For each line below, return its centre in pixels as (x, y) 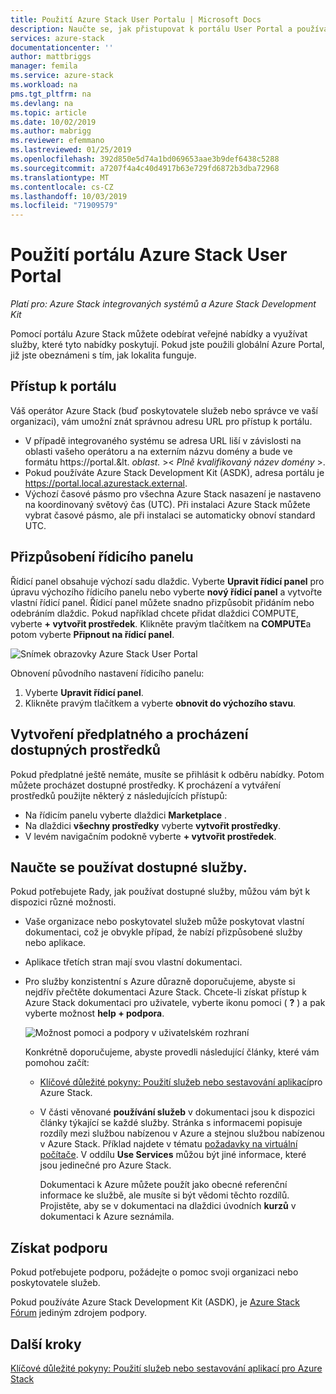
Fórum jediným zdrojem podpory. (79, 1313)
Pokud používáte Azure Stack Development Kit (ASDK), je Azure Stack (155, 1302)
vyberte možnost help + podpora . (94, 1013)
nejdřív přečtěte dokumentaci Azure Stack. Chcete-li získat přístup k (165, 992)
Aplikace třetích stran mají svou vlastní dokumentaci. (133, 962)
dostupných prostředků (85, 750)
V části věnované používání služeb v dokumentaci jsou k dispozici (177, 1112)
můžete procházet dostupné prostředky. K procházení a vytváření (145, 785)
